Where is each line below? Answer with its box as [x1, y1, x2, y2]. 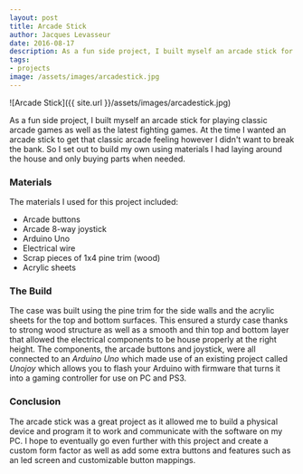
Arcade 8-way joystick [22, 224, 107, 235]
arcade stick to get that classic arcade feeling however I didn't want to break [9, 133, 295, 145]
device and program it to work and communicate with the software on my [9, 425, 283, 436]
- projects [9, 64, 51, 73]
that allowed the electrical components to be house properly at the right [9, 334, 278, 345]
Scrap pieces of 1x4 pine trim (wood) [22, 253, 161, 264]
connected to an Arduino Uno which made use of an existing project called [9, 353, 288, 364]
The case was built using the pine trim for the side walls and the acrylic [9, 305, 275, 316]
